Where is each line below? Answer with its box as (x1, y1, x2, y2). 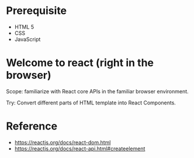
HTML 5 (14, 23, 34, 30)
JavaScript (14, 36, 41, 43)
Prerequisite (6, 4, 67, 17)
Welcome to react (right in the (6, 57, 154, 69)
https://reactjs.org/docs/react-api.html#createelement (14, 145, 145, 152)
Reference (6, 120, 57, 133)
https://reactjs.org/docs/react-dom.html (14, 139, 111, 146)
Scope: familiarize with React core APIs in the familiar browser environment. (6, 87, 189, 94)
